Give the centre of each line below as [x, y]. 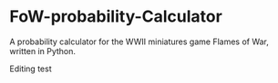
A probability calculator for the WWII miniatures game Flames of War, [139, 41]
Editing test [31, 69]
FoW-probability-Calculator [116, 17]
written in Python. [42, 51]
